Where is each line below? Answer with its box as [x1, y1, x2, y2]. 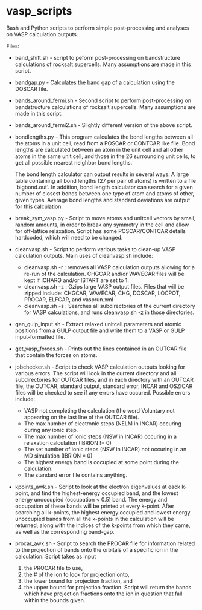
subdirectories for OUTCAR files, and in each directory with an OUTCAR [14, 376, 194, 383]
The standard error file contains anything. [24, 471, 128, 479]
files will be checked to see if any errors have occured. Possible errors [14, 389, 191, 396]
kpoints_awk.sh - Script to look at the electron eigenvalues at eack [14, 483, 181, 490]
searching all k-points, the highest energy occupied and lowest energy [14, 508, 191, 516]
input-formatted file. [14, 333, 65, 340]
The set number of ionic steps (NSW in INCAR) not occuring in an [24, 445, 187, 453]
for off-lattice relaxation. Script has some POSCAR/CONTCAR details [14, 227, 186, 234]
